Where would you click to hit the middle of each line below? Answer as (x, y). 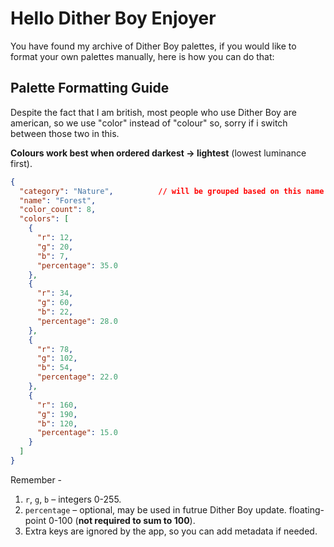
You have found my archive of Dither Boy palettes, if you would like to (153, 46)
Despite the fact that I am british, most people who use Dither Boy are (153, 112)
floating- (306, 509)
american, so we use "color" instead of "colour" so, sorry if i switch (149, 123)
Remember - (36, 479)
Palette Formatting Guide (90, 88)
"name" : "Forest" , (58, 200)
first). (21, 163)
